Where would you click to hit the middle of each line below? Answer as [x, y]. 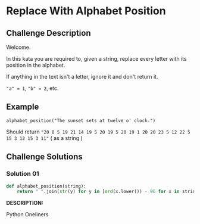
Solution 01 [23, 174]
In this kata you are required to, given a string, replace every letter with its [96, 59]
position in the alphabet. [36, 65]
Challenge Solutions [45, 157]
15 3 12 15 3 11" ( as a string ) [45, 138]
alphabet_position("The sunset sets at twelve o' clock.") [81, 120]
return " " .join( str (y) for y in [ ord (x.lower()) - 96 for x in [98, 192]
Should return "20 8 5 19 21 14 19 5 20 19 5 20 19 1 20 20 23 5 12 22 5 [98, 132]
